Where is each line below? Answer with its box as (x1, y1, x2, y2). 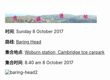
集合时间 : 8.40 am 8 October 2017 (5, 60, 74, 65)
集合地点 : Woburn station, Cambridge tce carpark (5, 49, 105, 55)
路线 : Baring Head (5, 39, 42, 44)
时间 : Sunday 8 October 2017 (5, 29, 64, 34)
